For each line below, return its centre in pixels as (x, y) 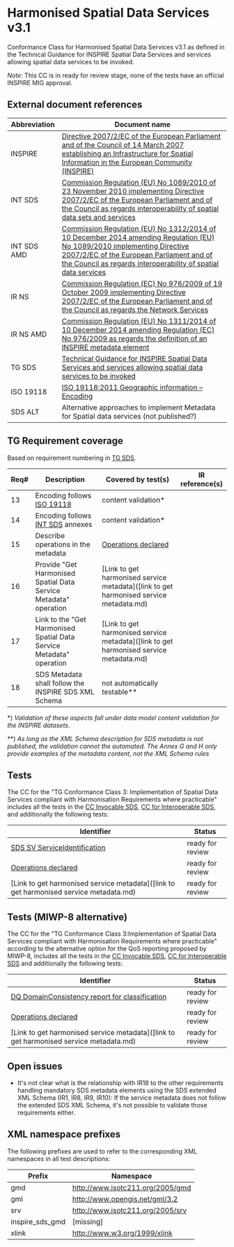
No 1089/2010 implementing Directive (125, 246)
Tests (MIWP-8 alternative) (67, 917)
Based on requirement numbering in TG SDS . (72, 458)
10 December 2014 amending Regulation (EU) (138, 237)
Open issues (35, 1066)
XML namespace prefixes (64, 1134)
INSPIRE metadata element (106, 347)
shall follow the (60, 683)
